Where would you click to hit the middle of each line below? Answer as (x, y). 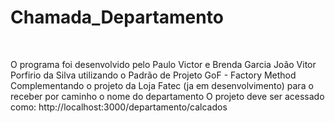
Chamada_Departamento (117, 17)
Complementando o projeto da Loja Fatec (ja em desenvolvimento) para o (162, 85)
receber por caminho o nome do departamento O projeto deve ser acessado (167, 96)
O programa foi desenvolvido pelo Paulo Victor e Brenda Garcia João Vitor (163, 64)
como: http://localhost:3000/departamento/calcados (119, 107)
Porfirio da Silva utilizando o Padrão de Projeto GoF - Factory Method (153, 75)
